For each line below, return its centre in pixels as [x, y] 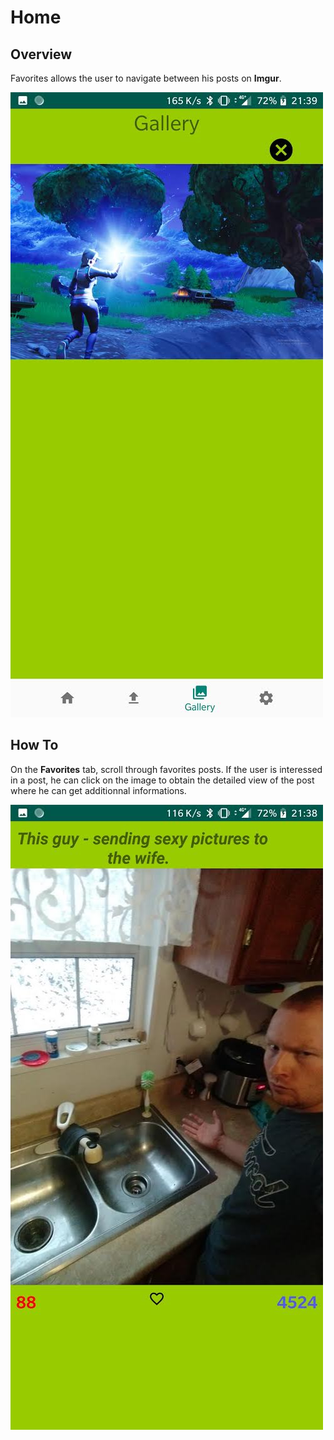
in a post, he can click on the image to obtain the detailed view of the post [162, 780]
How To [34, 745]
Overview [41, 54]
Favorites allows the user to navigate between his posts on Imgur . [146, 78]
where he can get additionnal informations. [98, 790]
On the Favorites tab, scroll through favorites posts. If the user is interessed [166, 769]
